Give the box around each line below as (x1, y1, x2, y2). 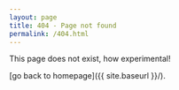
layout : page (9, 12, 58, 22)
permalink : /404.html (9, 29, 89, 38)
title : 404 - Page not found (9, 21, 117, 30)
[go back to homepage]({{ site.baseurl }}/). (9, 71, 166, 81)
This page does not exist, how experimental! (9, 54, 171, 64)
